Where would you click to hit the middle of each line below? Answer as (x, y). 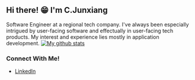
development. (23, 43)
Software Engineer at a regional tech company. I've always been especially (97, 24)
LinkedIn (25, 71)
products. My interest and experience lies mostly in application (83, 37)
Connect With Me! (33, 58)
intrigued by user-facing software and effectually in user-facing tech (90, 31)
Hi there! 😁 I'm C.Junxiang (57, 10)
